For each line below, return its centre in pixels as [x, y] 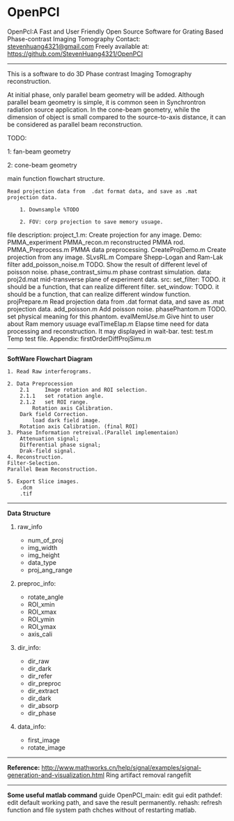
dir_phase [42, 713]
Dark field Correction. [54, 414]
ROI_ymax [42, 626]
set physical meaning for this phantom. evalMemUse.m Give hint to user [110, 316]
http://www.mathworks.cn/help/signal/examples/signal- [122, 767]
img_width [42, 547]
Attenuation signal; [49, 438]
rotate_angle [46, 597]
